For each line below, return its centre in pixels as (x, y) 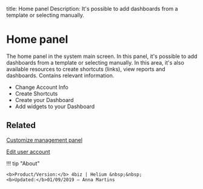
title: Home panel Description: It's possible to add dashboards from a (92, 9)
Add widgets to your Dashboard (55, 106)
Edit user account (28, 152)
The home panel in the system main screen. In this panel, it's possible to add (102, 56)
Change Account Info (42, 87)
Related (21, 125)
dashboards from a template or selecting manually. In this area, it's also (95, 62)
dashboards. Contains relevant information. (60, 75)
